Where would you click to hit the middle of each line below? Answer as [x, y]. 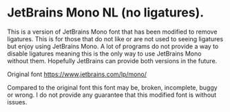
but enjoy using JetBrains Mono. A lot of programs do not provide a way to [113, 46]
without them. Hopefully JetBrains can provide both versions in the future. [112, 60]
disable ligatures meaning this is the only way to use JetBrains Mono [104, 54]
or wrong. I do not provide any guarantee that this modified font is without [112, 95]
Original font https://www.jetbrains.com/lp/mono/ [77, 74]
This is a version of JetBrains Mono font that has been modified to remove [112, 32]
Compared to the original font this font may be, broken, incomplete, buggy [113, 87]
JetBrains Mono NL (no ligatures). [106, 13]
